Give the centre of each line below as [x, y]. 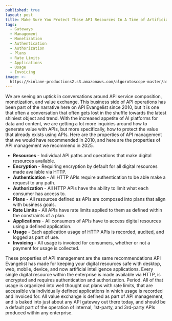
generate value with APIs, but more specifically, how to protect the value [82, 129]
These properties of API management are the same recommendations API [83, 258]
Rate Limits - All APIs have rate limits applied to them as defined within [87, 210]
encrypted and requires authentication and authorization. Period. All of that [84, 280]
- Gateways [21, 29]
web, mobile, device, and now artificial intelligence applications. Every [79, 269]
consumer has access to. [39, 194]
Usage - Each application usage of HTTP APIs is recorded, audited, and [88, 232]
